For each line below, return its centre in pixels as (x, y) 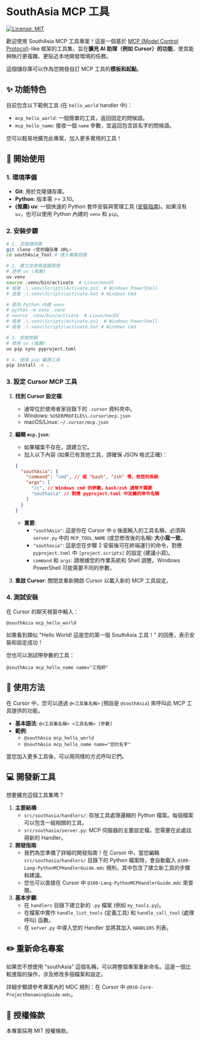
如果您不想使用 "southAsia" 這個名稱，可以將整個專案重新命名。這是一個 (96, 967)
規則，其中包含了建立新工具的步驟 (148, 868)
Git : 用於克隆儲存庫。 (41, 191)
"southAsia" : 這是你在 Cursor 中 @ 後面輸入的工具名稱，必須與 (109, 530)
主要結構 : (26, 808)
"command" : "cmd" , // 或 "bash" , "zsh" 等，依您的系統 (92, 477)
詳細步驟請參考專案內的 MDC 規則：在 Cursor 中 (66, 987)
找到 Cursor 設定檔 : (39, 396)
